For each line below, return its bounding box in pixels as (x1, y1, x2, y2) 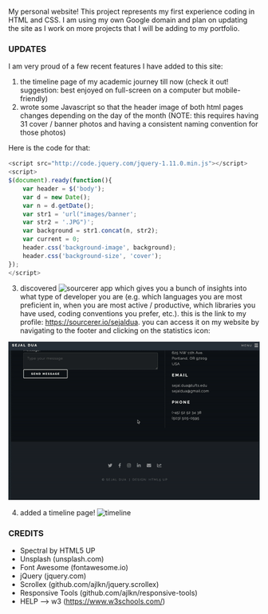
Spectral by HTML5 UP (19, 546, 96, 556)
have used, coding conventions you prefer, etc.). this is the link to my (19, 308, 247, 318)
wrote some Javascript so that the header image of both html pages (19, 103, 243, 112)
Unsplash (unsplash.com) (19, 554, 104, 564)
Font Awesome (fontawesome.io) (19, 563, 129, 573)
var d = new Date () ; (22, 193, 91, 201)
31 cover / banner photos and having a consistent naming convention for (19, 119, 258, 129)
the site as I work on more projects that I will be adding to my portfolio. (8, 24, 240, 33)
